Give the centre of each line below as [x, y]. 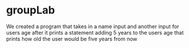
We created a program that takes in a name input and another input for [93, 26]
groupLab [31, 10]
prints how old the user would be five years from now [72, 39]
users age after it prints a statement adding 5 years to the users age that [95, 32]
